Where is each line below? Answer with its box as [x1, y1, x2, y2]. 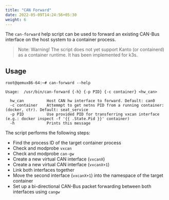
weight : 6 [5, 17, 27, 22]
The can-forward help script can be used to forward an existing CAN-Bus [5, 31, 160, 37]
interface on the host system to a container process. [5, 36, 117, 43]
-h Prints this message [10, 121, 91, 126]
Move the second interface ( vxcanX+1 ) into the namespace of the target [12, 172, 163, 178]
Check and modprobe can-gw [12, 151, 74, 157]
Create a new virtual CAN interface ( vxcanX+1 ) [12, 162, 110, 168]
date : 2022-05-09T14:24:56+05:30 [5, 12, 77, 17]
